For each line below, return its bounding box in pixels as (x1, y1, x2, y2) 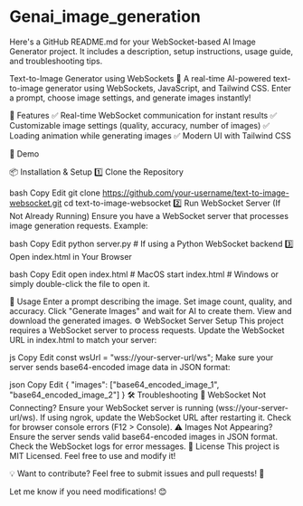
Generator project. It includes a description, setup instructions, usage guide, (9, 45, 294, 56)
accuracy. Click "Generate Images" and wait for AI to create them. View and (9, 305, 292, 316)
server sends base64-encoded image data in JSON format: (9, 361, 231, 372)
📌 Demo (9, 148, 40, 159)
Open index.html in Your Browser (9, 251, 133, 262)
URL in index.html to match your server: (9, 334, 157, 345)
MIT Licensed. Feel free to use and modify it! (9, 450, 176, 461)
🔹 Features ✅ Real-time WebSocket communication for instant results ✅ (9, 110, 278, 120)
